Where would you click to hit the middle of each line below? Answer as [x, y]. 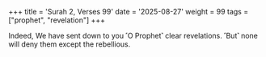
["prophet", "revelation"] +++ [57, 20]
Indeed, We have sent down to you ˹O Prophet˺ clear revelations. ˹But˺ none [133, 36]
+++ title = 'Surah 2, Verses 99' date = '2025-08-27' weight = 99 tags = [129, 12]
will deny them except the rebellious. [70, 44]
